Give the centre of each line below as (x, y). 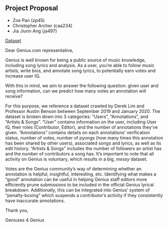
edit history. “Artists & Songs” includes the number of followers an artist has (83, 148)
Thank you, (17, 210)
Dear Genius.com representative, (39, 50)
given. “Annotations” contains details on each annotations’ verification (78, 132)
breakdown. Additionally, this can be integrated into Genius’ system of (77, 190)
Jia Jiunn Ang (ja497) (35, 31)
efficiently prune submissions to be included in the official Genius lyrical (79, 184)
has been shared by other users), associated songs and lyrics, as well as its (83, 143)
